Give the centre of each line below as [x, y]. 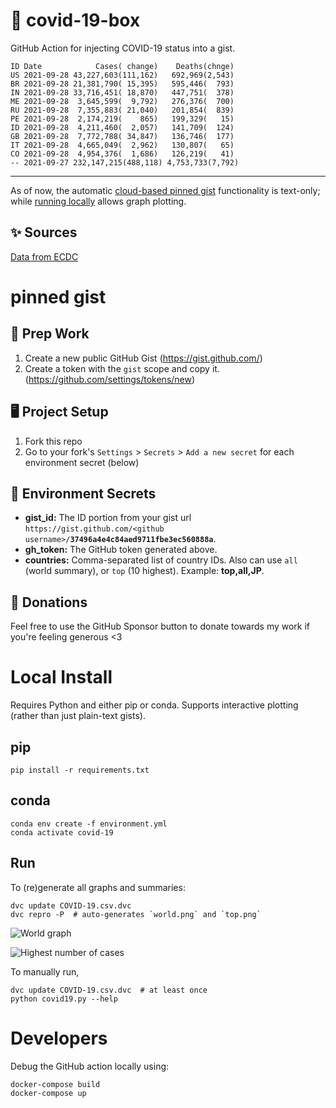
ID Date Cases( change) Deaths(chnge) [122, 66]
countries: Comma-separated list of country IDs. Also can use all [161, 560]
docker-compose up [48, 1093]
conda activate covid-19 [62, 832]
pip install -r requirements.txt [80, 770]
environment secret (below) [82, 462]
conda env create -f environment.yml [89, 824]
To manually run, [45, 971]
